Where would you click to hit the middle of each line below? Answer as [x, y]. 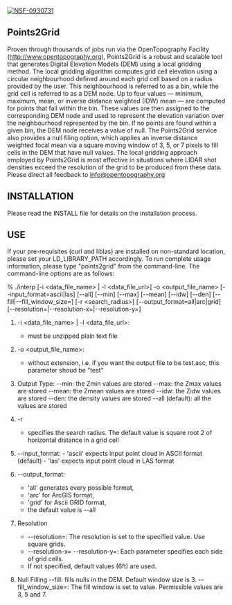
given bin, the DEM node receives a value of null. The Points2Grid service [112, 130]
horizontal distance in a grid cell [73, 440]
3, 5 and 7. [32, 595]
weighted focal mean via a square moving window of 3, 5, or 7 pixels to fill [113, 145]
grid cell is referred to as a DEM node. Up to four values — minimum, [105, 93]
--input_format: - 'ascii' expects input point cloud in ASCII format [110, 454]
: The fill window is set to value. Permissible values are [145, 587]
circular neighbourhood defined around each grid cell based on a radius [110, 78]
